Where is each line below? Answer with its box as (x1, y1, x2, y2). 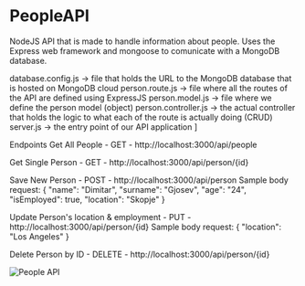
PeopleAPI (9, 5, 89, 26)
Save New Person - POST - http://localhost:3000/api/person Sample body (9, 175, 289, 185)
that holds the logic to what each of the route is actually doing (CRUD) (9, 111, 273, 122)
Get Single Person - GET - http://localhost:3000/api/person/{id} (9, 156, 249, 167)
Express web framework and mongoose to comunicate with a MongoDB (9, 45, 280, 56)
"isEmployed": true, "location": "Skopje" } (9, 194, 166, 205)
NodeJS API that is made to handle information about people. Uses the (9, 36, 276, 47)
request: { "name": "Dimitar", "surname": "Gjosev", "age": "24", (9, 184, 247, 195)
